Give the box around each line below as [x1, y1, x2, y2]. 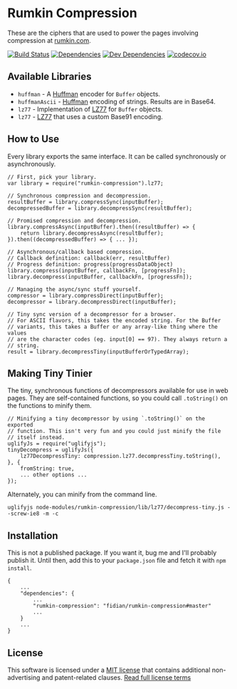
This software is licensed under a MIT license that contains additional [7, 665, 211, 674]
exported [7, 422, 33, 429]
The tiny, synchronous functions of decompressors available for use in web [7, 387, 229, 395]
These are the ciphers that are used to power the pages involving [7, 29, 199, 37]
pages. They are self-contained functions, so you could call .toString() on [7, 394, 228, 402]
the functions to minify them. [7, 402, 93, 410]
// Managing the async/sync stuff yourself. [7, 285, 142, 293]
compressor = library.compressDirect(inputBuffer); [7, 292, 164, 299]
